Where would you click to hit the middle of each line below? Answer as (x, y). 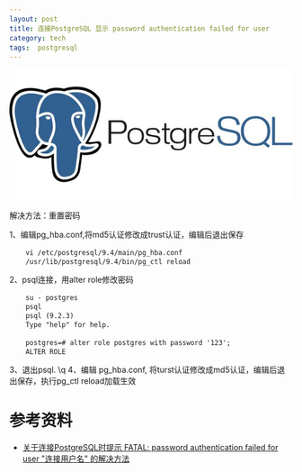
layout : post (34, 19)
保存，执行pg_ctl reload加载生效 (76, 381)
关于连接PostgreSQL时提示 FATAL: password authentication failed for (150, 447)
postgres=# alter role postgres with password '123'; (128, 342)
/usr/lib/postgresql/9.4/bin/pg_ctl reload (108, 261)
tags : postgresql (44, 48)
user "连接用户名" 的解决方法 (76, 458)
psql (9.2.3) (50, 315)
